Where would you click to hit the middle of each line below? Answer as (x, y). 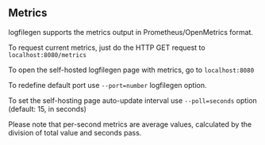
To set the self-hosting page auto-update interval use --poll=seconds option (133, 100)
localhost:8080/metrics (48, 55)
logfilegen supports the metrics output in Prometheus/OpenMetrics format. (131, 32)
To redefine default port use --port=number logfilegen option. (108, 85)
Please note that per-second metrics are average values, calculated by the (130, 124)
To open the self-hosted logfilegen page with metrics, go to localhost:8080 (131, 70)
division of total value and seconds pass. (75, 132)
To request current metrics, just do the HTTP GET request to (107, 48)
